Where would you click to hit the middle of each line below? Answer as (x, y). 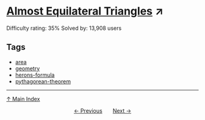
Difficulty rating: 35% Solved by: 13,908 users (64, 28)
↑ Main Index (23, 99)
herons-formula (35, 75)
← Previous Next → (103, 110)
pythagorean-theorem (43, 81)
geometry (27, 68)
